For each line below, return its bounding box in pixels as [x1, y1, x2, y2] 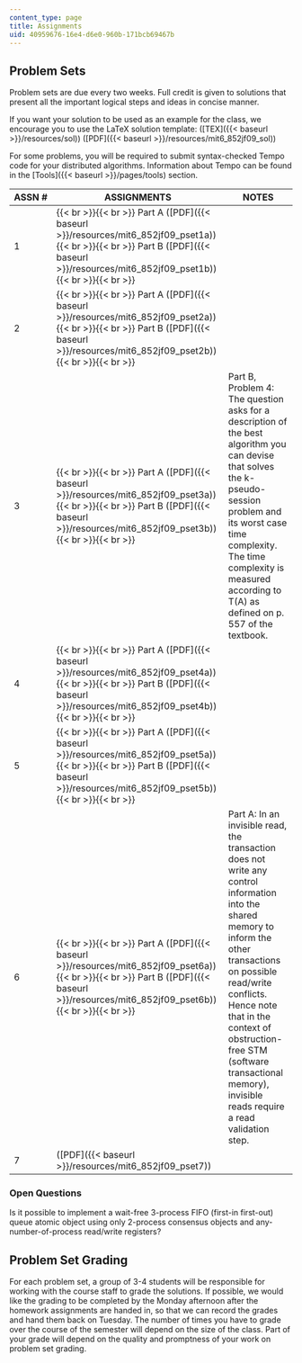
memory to [227, 920, 274, 933]
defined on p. [227, 606, 285, 619]
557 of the [227, 618, 273, 631]
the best [227, 426, 263, 439]
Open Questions [9, 1187, 83, 1199]
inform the [227, 932, 272, 945]
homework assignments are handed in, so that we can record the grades [9, 1305, 279, 1316]
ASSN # [13, 191, 48, 203]
